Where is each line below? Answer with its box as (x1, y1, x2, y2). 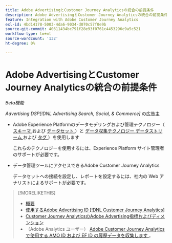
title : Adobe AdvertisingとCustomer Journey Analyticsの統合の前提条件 (5, 7, 155, 13)
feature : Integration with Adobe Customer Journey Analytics (5, 17, 139, 22)
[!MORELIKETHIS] (17, 190, 56, 196)
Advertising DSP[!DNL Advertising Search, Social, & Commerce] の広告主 (5, 111, 160, 117)
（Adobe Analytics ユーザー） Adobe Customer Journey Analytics (25, 226, 165, 232)
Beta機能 (5, 99, 25, 105)
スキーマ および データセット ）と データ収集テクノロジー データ (12, 127, 149, 134)
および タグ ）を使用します (23, 134, 80, 140)
